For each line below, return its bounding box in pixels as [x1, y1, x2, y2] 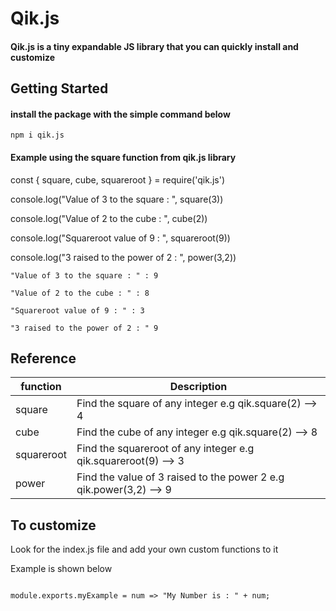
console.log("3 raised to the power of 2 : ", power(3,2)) [10, 251, 237, 263]
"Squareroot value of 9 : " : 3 [10, 305, 145, 316]
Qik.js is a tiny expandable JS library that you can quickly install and [10, 40, 299, 52]
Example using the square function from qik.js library [10, 151, 237, 163]
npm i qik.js [10, 130, 65, 141]
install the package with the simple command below [10, 108, 231, 120]
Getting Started [10, 80, 109, 97]
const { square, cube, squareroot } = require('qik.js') [10, 173, 225, 186]
